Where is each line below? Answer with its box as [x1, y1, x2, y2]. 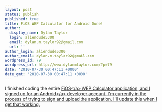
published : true [5, 16, 39, 21]
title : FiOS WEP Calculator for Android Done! [5, 21, 103, 26]
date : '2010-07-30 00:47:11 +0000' [5, 67, 79, 72]
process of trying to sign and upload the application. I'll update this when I [5, 96, 157, 102]
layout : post [5, 7, 32, 12]
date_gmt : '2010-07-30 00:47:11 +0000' [5, 72, 88, 77]
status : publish [5, 12, 39, 17]
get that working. [5, 101, 40, 107]
